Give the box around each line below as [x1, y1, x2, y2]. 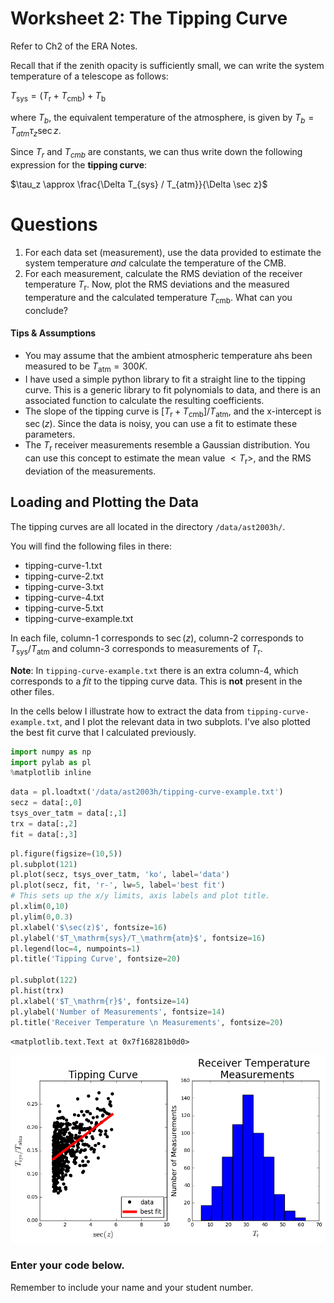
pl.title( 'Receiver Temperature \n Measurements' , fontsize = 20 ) [10, 1017, 284, 1027]
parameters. [24, 428, 76, 441]
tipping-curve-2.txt [24, 570, 104, 582]
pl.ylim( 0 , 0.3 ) [10, 912, 74, 922]
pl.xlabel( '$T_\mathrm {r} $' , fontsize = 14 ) [10, 996, 190, 1006]
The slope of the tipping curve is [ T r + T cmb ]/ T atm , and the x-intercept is [24, 405, 322, 419]
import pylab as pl [10, 757, 92, 767]
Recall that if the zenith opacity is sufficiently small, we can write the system [10, 59, 325, 71]
